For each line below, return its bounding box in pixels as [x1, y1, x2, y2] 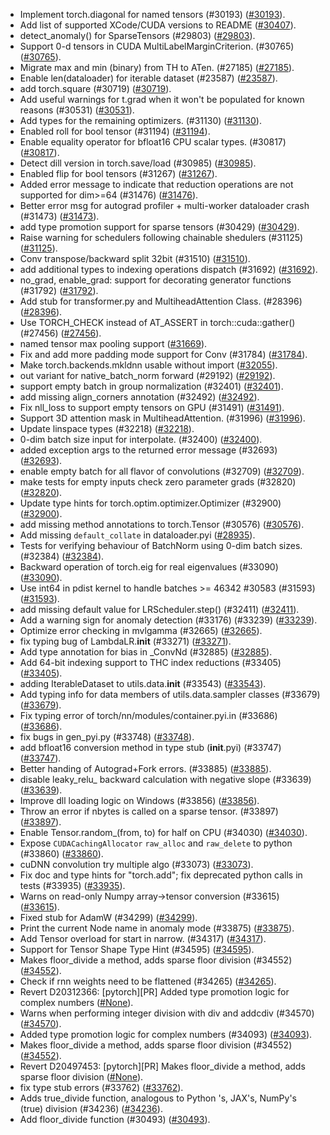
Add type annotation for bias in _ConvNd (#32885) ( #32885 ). [19, 646, 273, 658]
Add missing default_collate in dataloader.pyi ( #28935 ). [19, 529, 256, 541]
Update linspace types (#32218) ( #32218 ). [19, 423, 195, 434]
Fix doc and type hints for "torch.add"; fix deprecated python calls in [19, 869, 303, 881]
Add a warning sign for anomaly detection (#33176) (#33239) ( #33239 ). [19, 614, 318, 626]
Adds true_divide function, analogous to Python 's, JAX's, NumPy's [19, 1092, 297, 1104]
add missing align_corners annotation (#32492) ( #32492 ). [19, 391, 260, 403]
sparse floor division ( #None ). [19, 1071, 144, 1083]
